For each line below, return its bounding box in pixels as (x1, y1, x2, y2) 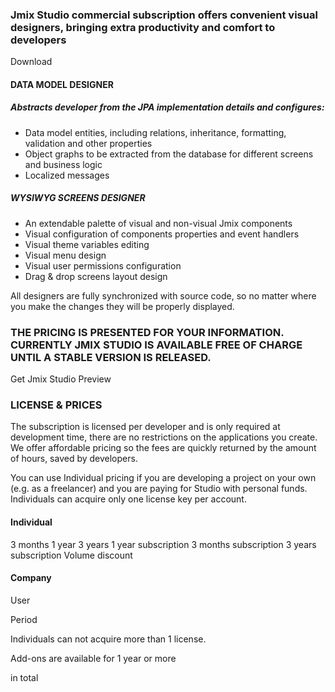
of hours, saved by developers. (10, 453, 138, 465)
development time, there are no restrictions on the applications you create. (10, 431, 318, 443)
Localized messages (24, 169, 110, 181)
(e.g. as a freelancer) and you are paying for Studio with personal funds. (10, 483, 308, 495)
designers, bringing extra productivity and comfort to (10, 20, 276, 34)
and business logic (24, 158, 103, 170)
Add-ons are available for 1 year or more (10, 652, 177, 664)
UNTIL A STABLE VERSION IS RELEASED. (10, 350, 212, 364)
